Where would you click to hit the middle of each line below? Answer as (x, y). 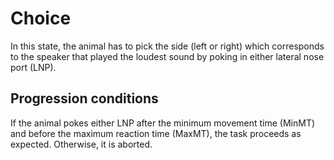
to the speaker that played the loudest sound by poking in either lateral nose (167, 56)
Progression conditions (84, 98)
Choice (41, 18)
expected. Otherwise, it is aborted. (81, 144)
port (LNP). (33, 67)
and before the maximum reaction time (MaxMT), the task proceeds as (156, 133)
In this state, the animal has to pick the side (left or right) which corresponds (167, 46)
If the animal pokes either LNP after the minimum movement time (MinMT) (163, 123)
